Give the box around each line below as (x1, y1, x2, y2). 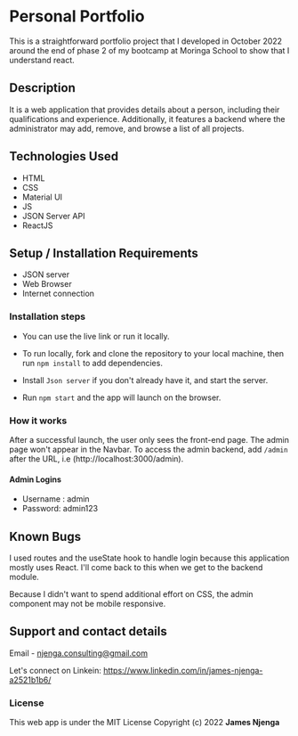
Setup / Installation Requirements (9, 245, 198, 260)
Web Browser (21, 279, 73, 290)
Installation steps (9, 310, 86, 323)
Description (9, 80, 76, 95)
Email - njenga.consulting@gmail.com (9, 648, 149, 658)
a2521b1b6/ (9, 675, 52, 685)
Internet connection (21, 288, 95, 299)
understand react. (9, 54, 76, 65)
